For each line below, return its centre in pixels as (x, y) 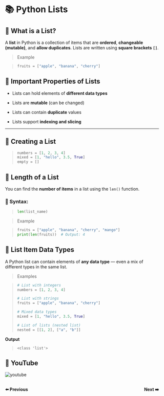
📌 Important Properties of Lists (53, 81)
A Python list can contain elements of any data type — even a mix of (74, 262)
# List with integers (39, 285)
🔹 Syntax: (17, 201)
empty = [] (28, 162)
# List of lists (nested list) (49, 325)
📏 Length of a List (32, 177)
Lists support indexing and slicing (47, 121)
